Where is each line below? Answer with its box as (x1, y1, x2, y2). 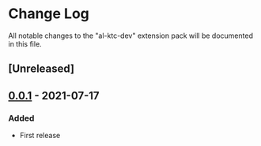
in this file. (8, 39, 42, 48)
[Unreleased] (8, 62, 75, 76)
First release (19, 131, 61, 140)
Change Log (8, 5, 89, 23)
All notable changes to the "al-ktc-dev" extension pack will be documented (8, 31, 253, 40)
